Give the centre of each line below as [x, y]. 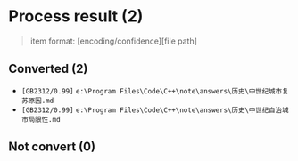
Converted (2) [48, 69]
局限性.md [44, 119]
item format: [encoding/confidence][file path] [114, 41]
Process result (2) [76, 16]
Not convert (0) [52, 147]
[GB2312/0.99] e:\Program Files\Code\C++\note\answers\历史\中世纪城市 [152, 91]
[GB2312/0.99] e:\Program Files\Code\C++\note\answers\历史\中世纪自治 [152, 110]
